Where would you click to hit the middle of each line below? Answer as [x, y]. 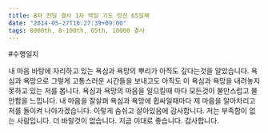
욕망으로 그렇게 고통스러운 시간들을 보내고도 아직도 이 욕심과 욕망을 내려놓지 [142, 81]
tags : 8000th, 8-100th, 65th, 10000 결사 [77, 30]
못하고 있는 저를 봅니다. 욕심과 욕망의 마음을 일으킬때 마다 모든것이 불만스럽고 [129, 91]
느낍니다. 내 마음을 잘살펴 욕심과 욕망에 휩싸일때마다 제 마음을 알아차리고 [142, 101]
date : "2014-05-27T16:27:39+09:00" [68, 23]
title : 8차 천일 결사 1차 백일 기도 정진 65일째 [79, 16]
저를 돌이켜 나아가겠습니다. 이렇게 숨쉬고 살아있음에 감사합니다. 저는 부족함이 [128, 111]
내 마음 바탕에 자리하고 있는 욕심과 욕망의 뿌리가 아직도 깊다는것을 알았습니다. [129, 71]
